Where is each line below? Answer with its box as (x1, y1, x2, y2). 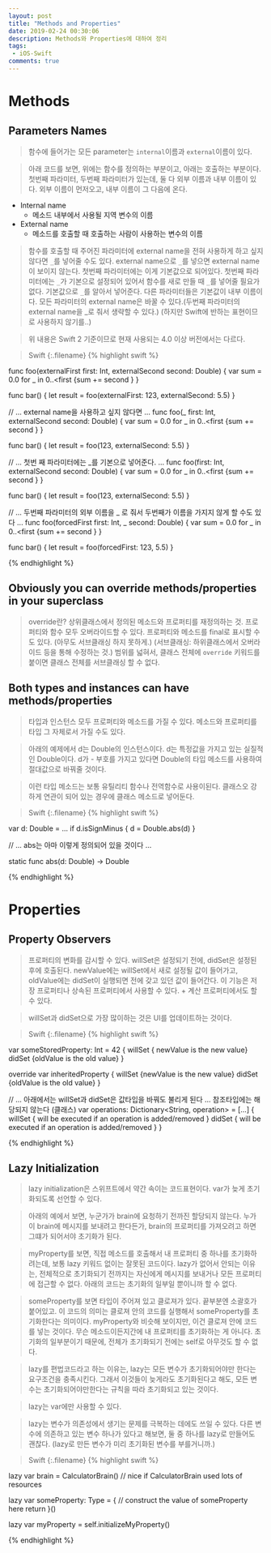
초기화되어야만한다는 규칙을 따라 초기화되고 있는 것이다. (43, 1384, 219, 1394)
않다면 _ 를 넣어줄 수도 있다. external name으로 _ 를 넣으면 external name (28, 256, 260, 266)
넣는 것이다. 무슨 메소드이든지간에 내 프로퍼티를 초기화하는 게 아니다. (36, 1327, 253, 1337)
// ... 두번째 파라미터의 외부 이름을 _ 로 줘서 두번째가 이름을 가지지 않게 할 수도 (8, 507, 253, 517)
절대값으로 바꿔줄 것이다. (28, 764, 107, 774)
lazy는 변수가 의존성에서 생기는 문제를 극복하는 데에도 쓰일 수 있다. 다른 (28, 1419, 253, 1429)
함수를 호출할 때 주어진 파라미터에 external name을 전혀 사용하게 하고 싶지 (28, 246, 264, 255)
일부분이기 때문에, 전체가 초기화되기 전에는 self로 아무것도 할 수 (49, 1337, 250, 1346)
